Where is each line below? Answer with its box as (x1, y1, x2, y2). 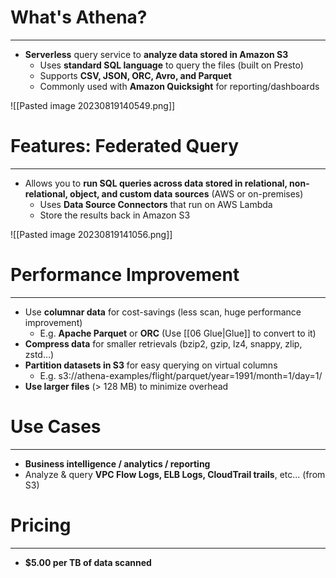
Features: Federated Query (10, 135, 239, 158)
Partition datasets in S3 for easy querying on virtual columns (24, 359, 278, 371)
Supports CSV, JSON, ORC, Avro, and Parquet (39, 69, 232, 81)
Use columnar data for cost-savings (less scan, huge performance (24, 306, 302, 318)
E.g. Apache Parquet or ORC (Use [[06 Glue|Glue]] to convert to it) (39, 327, 317, 339)
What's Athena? (10, 6, 148, 29)
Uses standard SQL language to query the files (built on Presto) (39, 59, 304, 71)
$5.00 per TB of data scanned (24, 556, 152, 568)
